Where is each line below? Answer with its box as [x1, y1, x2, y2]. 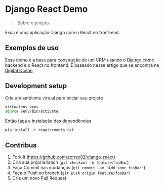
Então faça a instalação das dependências [5, 118, 91, 124]
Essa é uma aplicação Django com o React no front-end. [5, 29, 120, 35]
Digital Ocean [5, 67, 33, 73]
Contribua [5, 141, 37, 149]
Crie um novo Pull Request [12, 175, 67, 181]
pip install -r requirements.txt [5, 128, 74, 133]
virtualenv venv [5, 104, 39, 109]
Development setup [5, 82, 67, 90]
